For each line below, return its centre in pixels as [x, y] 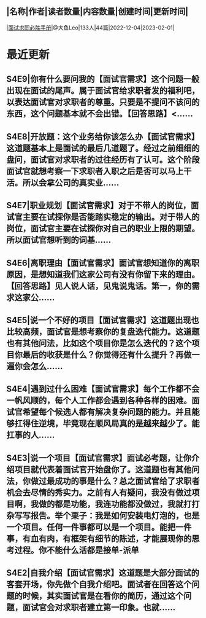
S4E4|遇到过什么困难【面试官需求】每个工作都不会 [103, 389]
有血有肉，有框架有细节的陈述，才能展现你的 [107, 538]
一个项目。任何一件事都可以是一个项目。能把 [91, 527]
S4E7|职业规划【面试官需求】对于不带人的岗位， [99, 205]
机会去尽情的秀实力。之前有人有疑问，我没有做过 [99, 492]
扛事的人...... [31, 435]
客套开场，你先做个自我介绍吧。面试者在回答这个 [99, 585]
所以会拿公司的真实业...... [71, 183]
